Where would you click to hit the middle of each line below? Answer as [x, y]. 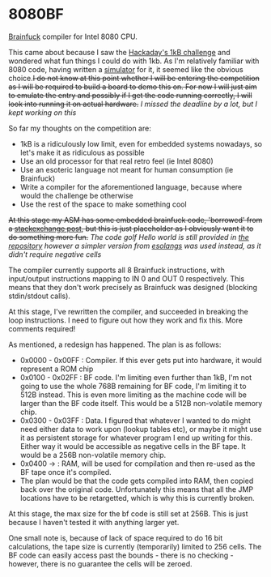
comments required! [42, 328]
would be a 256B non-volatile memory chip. [93, 455]
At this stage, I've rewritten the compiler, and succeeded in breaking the [128, 311]
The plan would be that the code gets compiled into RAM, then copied [137, 481]
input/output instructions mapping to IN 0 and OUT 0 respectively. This [127, 278]
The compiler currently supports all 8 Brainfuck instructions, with [116, 270]
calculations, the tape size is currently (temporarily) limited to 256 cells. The [135, 546]
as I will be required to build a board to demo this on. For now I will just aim [133, 87]
